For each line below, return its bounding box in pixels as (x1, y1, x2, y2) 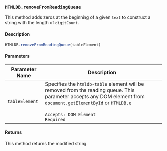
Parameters (5, 53, 30, 59)
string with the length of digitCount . (5, 20, 79, 26)
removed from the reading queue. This (44, 87, 135, 94)
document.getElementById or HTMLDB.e (44, 99, 132, 106)
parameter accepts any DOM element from (44, 93, 145, 100)
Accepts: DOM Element (44, 112, 96, 117)
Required (44, 117, 66, 122)
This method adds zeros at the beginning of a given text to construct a (5, 14, 151, 20)
